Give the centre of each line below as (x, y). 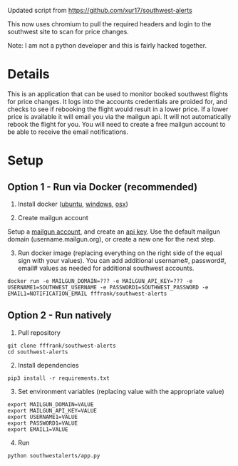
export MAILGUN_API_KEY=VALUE (52, 410)
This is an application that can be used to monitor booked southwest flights (118, 94)
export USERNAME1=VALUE (43, 417)
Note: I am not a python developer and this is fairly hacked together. (107, 45)
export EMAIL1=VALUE (38, 429)
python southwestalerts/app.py (54, 455)
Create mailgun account (53, 217)
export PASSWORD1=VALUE (43, 423)
